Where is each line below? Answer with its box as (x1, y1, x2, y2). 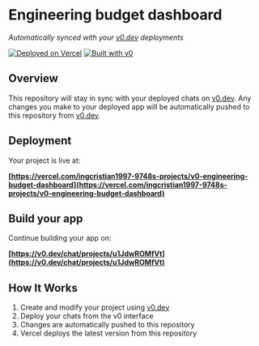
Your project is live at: (8, 156, 81, 165)
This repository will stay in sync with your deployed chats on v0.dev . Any (8, 93, 252, 103)
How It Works (8, 281, 79, 295)
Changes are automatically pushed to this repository (19, 320, 195, 330)
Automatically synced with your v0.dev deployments (8, 32, 184, 42)
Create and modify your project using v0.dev (19, 302, 170, 313)
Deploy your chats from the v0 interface (19, 311, 154, 321)
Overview (8, 71, 59, 86)
